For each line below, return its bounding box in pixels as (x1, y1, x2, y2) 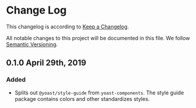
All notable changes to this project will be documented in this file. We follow (6, 34, 190, 41)
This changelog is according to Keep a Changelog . (6, 23, 129, 30)
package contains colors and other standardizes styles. (14, 95, 150, 102)
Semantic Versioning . (6, 41, 58, 48)
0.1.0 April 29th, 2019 (6, 58, 87, 68)
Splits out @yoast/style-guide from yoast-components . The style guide (14, 89, 184, 96)
